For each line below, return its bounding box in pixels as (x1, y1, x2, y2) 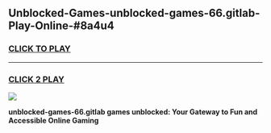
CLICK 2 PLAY (8, 73, 65, 85)
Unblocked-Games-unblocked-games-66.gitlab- (8, 6, 261, 20)
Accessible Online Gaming (8, 115, 99, 125)
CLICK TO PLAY (8, 44, 71, 55)
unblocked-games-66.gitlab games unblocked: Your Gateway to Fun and (8, 106, 258, 116)
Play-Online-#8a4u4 (8, 19, 115, 33)
